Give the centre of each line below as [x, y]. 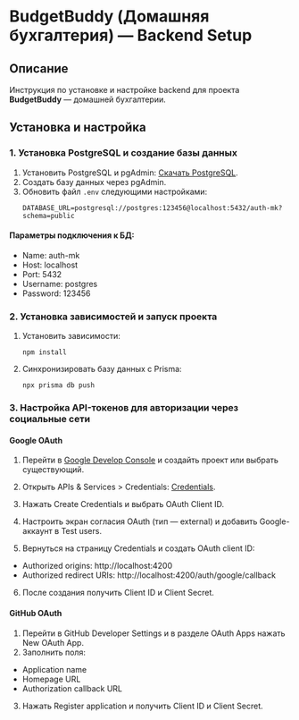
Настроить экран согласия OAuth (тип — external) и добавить [140, 521]
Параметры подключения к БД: [72, 235]
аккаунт [37, 531]
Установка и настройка [78, 127]
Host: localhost [50, 265]
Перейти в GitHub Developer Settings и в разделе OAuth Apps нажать [154, 633]
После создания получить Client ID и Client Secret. [118, 593]
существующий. [53, 470]
